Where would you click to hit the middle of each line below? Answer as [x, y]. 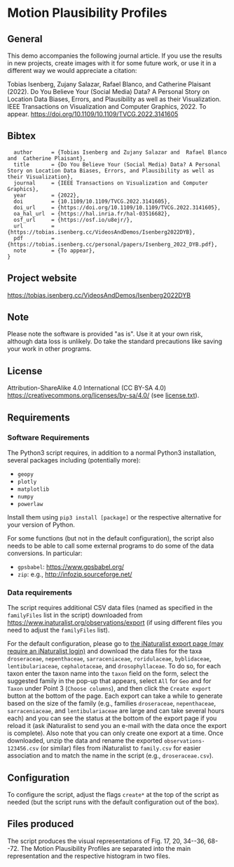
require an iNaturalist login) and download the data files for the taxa [105, 651]
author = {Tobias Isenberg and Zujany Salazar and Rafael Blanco [121, 152]
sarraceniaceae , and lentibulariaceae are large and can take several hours [116, 711]
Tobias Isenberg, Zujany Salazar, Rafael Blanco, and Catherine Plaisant [109, 84]
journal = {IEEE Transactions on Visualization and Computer [111, 183]
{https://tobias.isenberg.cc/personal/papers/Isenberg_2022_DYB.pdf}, [112, 244]
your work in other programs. [49, 349]
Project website [42, 278]
